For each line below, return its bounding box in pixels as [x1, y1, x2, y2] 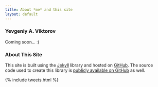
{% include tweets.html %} [5, 77, 59, 83]
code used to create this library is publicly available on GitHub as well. [5, 67, 146, 73]
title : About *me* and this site [5, 7, 73, 12]
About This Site [5, 51, 42, 58]
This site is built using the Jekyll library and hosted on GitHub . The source [5, 62, 153, 68]
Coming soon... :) [5, 39, 40, 44]
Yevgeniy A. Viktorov [5, 28, 56, 35]
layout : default [5, 12, 38, 17]
